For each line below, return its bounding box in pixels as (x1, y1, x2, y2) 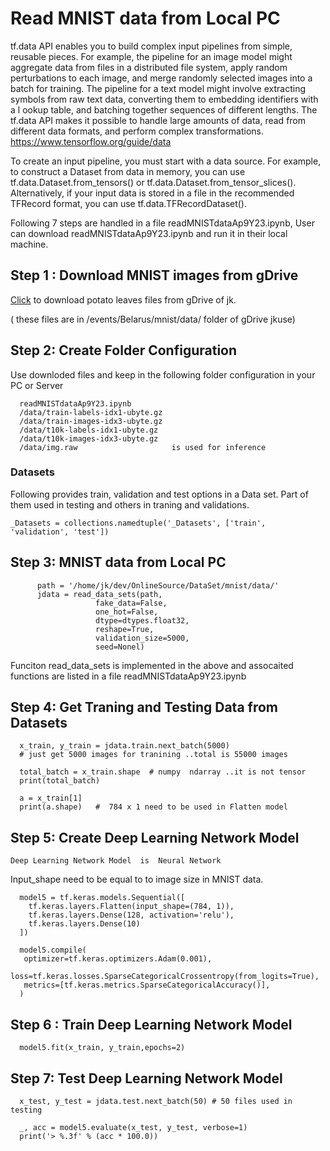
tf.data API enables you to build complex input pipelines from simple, (10, 40, 293, 52)
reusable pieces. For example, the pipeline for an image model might (10, 50, 293, 62)
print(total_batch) (19, 776, 101, 786)
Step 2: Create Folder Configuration (10, 342, 238, 359)
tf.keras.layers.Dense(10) (28, 919, 141, 929)
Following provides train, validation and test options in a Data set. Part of (10, 488, 309, 500)
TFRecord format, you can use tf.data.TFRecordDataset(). (10, 197, 248, 209)
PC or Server (10, 379, 64, 391)
